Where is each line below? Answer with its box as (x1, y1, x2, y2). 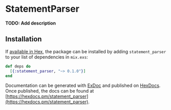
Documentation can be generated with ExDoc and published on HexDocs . (5, 82, 161, 89)
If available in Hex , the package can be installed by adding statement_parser (5, 48, 166, 54)
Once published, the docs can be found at (5, 88, 94, 94)
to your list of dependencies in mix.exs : (5, 54, 88, 60)
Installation (5, 35, 42, 43)
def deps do (5, 63, 31, 69)
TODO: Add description (5, 20, 56, 26)
